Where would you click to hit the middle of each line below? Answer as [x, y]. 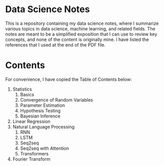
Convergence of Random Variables [56, 100]
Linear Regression [31, 121]
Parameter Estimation [43, 105]
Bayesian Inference [40, 116]
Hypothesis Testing [40, 110]
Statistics [22, 89]
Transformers [34, 153]
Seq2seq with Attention [45, 148]
